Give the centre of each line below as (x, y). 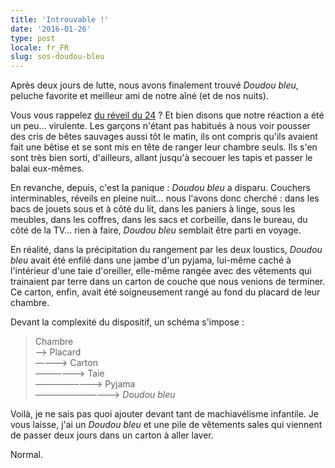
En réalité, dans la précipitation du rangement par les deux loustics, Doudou (166, 250)
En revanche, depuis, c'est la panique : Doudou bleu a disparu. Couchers (160, 188)
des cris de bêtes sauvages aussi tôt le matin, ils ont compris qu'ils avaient (164, 137)
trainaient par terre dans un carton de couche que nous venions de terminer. (168, 282)
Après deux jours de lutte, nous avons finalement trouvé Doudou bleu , (154, 85)
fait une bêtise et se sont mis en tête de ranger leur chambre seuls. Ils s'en (164, 147)
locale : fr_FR (40, 47)
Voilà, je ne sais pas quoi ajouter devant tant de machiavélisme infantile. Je (165, 414)
